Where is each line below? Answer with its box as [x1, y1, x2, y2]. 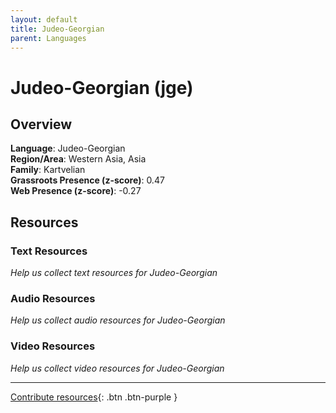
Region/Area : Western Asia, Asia [10, 153, 147, 165]
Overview [10, 116, 73, 133]
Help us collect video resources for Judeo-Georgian [10, 362, 225, 374]
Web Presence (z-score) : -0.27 [10, 185, 142, 197]
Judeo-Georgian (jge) [10, 76, 194, 99]
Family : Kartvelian [10, 164, 86, 176]
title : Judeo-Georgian [10, 24, 105, 34]
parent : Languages [10, 33, 87, 43]
